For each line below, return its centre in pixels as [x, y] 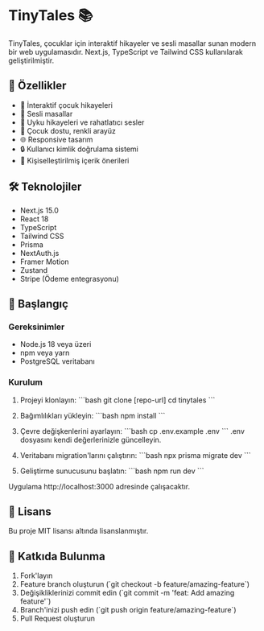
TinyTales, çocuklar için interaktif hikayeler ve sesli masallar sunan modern [132, 43]
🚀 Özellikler [37, 86]
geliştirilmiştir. [31, 60]
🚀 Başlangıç [38, 304]
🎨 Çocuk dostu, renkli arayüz [68, 130]
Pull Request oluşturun [57, 619]
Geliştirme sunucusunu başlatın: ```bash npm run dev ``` [112, 471]
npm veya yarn [45, 353]
